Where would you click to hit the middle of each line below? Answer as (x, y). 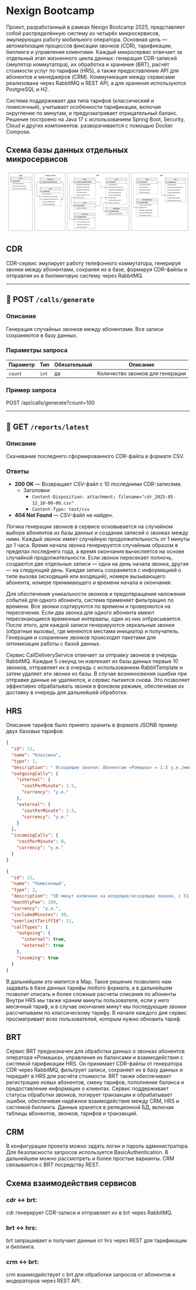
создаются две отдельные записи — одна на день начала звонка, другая (97, 564)
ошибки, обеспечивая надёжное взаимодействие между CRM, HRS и (93, 1101)
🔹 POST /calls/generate (50, 300)
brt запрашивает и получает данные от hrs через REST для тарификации (97, 1241)
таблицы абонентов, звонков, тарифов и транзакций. (72, 1114)
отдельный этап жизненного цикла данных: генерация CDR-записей (92, 58)
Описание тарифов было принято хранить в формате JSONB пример (92, 725)
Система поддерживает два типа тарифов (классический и (80, 100)
